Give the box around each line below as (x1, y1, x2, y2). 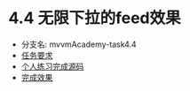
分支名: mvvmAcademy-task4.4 (20, 39, 137, 49)
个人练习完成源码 (20, 61, 84, 72)
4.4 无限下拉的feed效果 (8, 8, 181, 28)
